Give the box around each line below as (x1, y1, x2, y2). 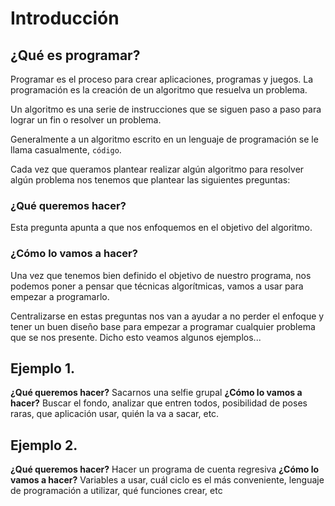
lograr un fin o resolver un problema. (10, 114, 162, 126)
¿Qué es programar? (10, 47, 141, 64)
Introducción (10, 7, 120, 30)
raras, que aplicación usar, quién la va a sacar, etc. (10, 408, 220, 420)
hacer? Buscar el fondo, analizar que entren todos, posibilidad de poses (10, 397, 308, 409)
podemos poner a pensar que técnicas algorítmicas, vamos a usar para (10, 280, 304, 292)
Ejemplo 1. (10, 360, 75, 377)
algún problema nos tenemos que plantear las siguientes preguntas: (10, 174, 291, 186)
